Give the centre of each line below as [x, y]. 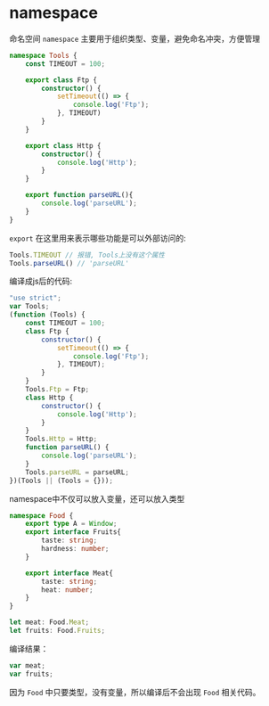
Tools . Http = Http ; [61, 439]
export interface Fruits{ [73, 532]
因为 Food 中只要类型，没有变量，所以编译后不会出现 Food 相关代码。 [135, 692]
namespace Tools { [43, 55]
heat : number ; [67, 590]
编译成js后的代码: [41, 281]
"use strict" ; [36, 298]
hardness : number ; [75, 549]
